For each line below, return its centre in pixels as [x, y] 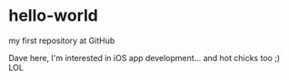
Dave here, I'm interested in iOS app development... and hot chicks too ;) [144, 58]
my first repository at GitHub [62, 40]
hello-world [54, 16]
